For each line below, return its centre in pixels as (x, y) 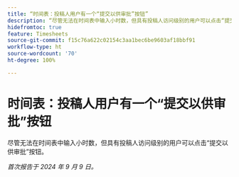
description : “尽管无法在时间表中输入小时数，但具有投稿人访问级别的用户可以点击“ (116, 21)
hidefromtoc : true (34, 27)
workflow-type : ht (34, 47)
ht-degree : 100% (31, 60)
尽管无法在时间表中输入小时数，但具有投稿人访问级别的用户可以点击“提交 (115, 142)
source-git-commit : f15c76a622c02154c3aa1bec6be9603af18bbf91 (101, 41)
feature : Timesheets (38, 34)
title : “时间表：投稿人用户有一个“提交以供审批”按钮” (78, 14)
